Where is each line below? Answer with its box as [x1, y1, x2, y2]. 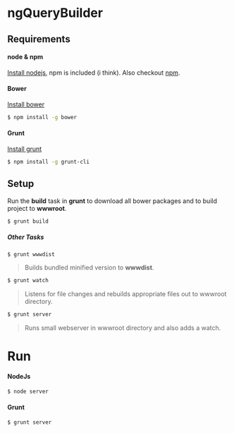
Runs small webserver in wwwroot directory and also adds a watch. [24, 324, 221, 332]
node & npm [7, 53, 44, 61]
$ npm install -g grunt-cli [7, 159, 90, 166]
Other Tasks [7, 233, 44, 241]
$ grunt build [7, 217, 49, 225]
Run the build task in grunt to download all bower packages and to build [7, 196, 217, 205]
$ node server [7, 388, 49, 395]
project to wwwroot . [7, 204, 67, 212]
